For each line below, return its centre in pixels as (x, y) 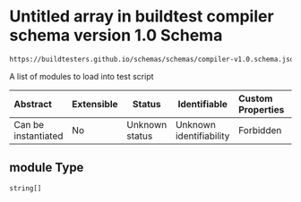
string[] (26, 188)
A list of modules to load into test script (82, 76)
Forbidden (260, 130)
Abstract (33, 104)
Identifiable (203, 104)
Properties (262, 109)
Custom (256, 98)
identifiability (202, 136)
